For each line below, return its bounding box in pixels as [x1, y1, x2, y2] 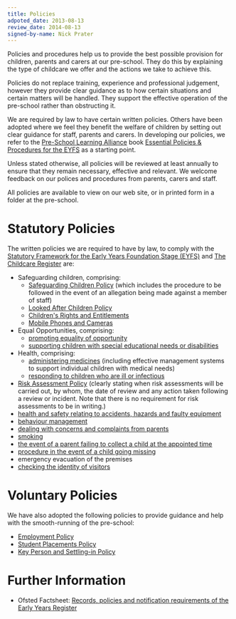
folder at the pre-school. [7, 196, 79, 204]
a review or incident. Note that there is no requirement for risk [17, 395, 199, 403]
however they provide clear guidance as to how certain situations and [7, 86, 212, 95]
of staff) [28, 296, 52, 305]
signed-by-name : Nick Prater [7, 30, 94, 38]
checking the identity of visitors [17, 462, 111, 471]
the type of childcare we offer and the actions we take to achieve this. [7, 65, 212, 73]
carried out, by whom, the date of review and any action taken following [17, 387, 229, 395]
